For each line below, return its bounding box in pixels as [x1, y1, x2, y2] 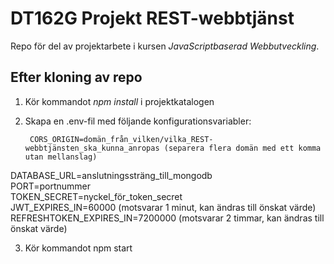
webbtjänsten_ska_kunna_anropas [24, 143, 160, 153]
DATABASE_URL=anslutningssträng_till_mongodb [10, 169, 213, 181]
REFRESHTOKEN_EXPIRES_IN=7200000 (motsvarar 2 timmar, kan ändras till [10, 212, 325, 224]
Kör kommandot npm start [24, 242, 133, 254]
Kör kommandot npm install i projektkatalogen [24, 95, 215, 107]
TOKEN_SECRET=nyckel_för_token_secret [10, 190, 183, 202]
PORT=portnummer [10, 180, 92, 192]
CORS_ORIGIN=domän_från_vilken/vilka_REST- [29, 134, 214, 144]
